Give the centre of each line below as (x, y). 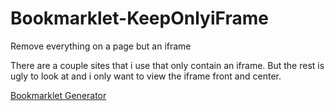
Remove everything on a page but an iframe (101, 46)
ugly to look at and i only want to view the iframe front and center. (146, 76)
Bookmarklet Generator (58, 95)
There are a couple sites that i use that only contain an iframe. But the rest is (167, 65)
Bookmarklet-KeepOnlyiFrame (139, 18)
